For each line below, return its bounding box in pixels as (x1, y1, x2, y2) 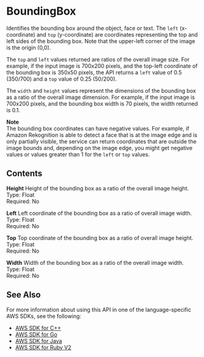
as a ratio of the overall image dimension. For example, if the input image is (6, 93, 195, 101)
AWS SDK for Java (15, 337, 62, 344)
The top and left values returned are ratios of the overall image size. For (6, 56, 190, 63)
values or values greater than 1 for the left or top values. (6, 151, 150, 158)
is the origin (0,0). (6, 44, 51, 51)
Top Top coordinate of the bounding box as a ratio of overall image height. (6, 234, 194, 242)
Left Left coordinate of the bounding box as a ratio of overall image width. (6, 209, 192, 217)
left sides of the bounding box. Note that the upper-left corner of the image (6, 37, 195, 45)
